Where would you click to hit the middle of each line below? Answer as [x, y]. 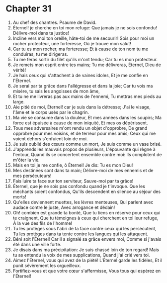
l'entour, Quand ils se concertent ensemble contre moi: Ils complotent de [87, 154]
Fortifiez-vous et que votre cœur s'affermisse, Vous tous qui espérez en [87, 271]
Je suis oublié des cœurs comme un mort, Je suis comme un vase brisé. [87, 144]
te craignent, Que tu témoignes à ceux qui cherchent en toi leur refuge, [85, 218]
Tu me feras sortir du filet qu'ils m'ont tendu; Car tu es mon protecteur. [85, 59]
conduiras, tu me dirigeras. [41, 54]
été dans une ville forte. [37, 244]
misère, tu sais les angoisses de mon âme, [56, 91]
